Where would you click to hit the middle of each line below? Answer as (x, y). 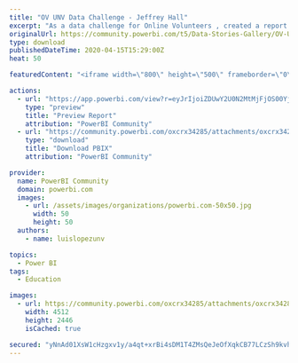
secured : (25, 344)
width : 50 (51, 214)
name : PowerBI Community (63, 181)
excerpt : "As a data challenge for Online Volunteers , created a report (149, 26)
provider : (27, 173)
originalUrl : (33, 34)
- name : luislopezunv (65, 239)
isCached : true (53, 328)
